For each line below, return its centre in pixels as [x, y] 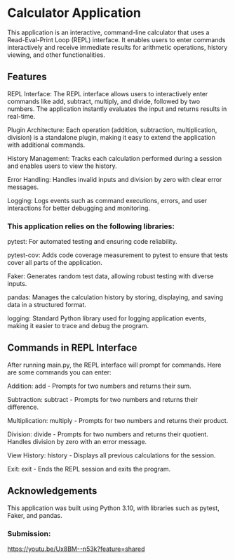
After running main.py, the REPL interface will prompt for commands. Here [114, 365]
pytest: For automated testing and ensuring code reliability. [92, 242]
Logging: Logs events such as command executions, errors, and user [107, 200]
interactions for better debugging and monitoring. [79, 208]
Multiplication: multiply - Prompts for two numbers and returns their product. [118, 420]
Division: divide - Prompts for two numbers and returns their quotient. [108, 434]
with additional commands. [46, 145]
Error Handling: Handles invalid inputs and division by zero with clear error [115, 179]
